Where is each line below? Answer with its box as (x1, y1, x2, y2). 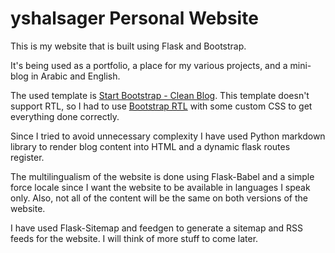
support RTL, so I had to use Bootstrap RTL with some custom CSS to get (10, 100, 313, 112)
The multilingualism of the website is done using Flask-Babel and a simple (10, 170, 315, 182)
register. (10, 151, 45, 163)
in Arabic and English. (30, 70, 121, 82)
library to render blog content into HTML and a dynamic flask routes (10, 140, 291, 152)
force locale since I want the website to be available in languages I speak (10, 181, 311, 193)
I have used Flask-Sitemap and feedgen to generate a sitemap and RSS (10, 222, 304, 234)
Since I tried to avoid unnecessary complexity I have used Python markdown (10, 130, 326, 142)
